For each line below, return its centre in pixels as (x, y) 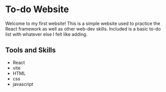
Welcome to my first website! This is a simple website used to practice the (83, 23)
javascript (23, 84)
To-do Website (37, 9)
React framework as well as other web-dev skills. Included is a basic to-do (83, 28)
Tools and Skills (30, 50)
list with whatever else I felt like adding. (46, 34)
